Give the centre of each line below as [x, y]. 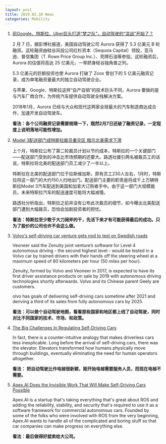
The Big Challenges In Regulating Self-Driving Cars [64, 328]
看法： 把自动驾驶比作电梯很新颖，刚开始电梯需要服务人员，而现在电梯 [84, 369]
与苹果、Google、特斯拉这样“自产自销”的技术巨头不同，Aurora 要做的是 [85, 90]
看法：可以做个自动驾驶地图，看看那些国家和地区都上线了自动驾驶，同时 [86, 312]
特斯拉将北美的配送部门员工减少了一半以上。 [67, 163]
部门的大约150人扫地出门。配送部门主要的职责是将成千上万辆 [92, 180]
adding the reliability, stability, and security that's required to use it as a [85, 405]
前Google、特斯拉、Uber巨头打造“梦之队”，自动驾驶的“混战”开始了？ [83, 34]
